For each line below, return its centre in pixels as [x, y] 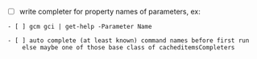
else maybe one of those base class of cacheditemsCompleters [128, 48]
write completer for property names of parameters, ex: [110, 12]
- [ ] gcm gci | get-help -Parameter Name [80, 27]
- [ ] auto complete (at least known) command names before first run [128, 41]
